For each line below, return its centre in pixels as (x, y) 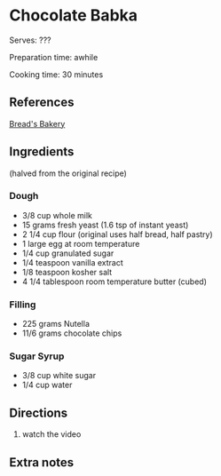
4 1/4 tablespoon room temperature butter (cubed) (114, 282)
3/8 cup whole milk (57, 215)
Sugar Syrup (37, 356)
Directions (39, 413)
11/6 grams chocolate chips (72, 333)
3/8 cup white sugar (59, 376)
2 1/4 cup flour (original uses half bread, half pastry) (117, 234)
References (42, 103)
